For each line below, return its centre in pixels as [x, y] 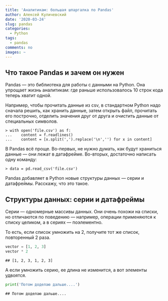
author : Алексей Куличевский [36, 15]
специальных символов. [32, 121]
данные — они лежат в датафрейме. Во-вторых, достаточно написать [81, 154]
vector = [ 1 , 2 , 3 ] [26, 247]
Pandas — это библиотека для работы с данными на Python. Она [75, 85]
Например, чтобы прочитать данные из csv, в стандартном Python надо [83, 105]
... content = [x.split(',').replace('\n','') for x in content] [79, 139]
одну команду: [21, 160]
